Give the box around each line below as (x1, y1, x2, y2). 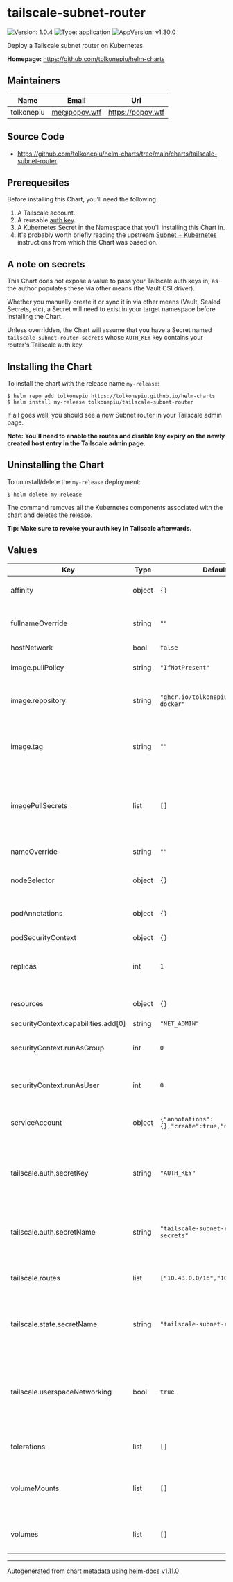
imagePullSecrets (10, 800, 68, 810)
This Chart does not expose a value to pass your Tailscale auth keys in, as (7, 277, 218, 286)
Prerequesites (7, 176, 69, 188)
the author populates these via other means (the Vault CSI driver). (7, 284, 196, 292)
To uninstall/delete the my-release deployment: (7, 477, 141, 486)
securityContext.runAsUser (10, 1080, 100, 1090)
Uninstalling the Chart (7, 459, 105, 471)
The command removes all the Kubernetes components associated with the (7, 503, 223, 511)
